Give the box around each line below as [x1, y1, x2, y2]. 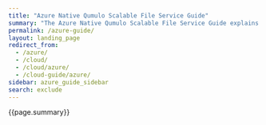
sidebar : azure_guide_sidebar [8, 78, 109, 86]
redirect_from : [8, 41, 59, 49]
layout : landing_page [8, 33, 81, 42]
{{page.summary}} [8, 107, 70, 117]
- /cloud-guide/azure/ [15, 71, 91, 79]
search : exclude [8, 85, 62, 94]
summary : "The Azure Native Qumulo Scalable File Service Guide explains [8, 19, 260, 27]
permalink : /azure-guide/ [8, 26, 94, 34]
